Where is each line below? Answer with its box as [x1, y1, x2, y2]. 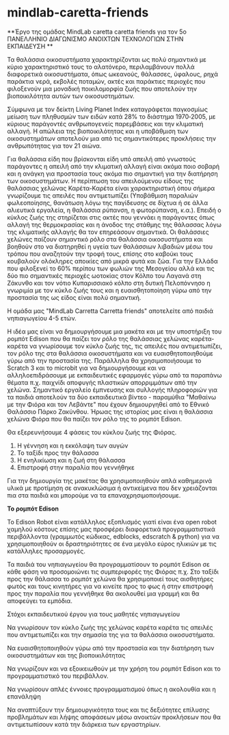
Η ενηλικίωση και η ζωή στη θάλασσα [16, 456, 126, 464]
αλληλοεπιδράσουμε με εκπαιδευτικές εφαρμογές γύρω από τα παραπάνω [7, 371, 222, 379]
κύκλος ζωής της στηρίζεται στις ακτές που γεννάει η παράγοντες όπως [7, 213, 215, 221]
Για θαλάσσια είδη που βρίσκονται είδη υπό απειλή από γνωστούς [7, 154, 196, 163]
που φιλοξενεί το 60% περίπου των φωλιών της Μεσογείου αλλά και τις [7, 264, 215, 272]
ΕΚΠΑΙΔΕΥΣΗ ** [7, 42, 53, 50]
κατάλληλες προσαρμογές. [7, 547, 85, 555]
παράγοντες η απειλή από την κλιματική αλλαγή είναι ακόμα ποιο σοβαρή [7, 162, 220, 170]
